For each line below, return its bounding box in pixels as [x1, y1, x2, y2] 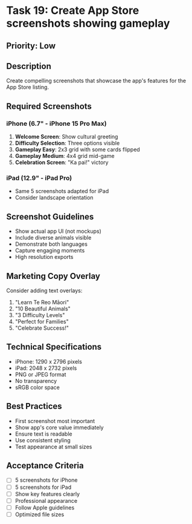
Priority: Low [6, 41, 56, 51]
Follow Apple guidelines [14, 503, 75, 511]
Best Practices [6, 401, 62, 411]
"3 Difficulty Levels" [14, 312, 65, 318]
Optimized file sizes [14, 511, 65, 518]
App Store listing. [6, 84, 50, 91]
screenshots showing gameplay [6, 16, 170, 30]
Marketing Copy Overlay [6, 270, 101, 281]
